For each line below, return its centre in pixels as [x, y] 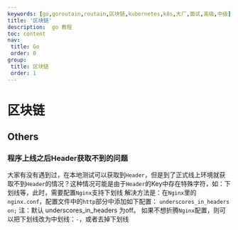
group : [17, 60]
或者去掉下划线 [107, 219]
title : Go [25, 47]
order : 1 [23, 73]
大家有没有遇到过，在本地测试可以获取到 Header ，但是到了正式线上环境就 [113, 175]
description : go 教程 [40, 27]
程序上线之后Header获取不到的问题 [68, 158]
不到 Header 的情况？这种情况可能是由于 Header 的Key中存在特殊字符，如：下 [122, 184]
